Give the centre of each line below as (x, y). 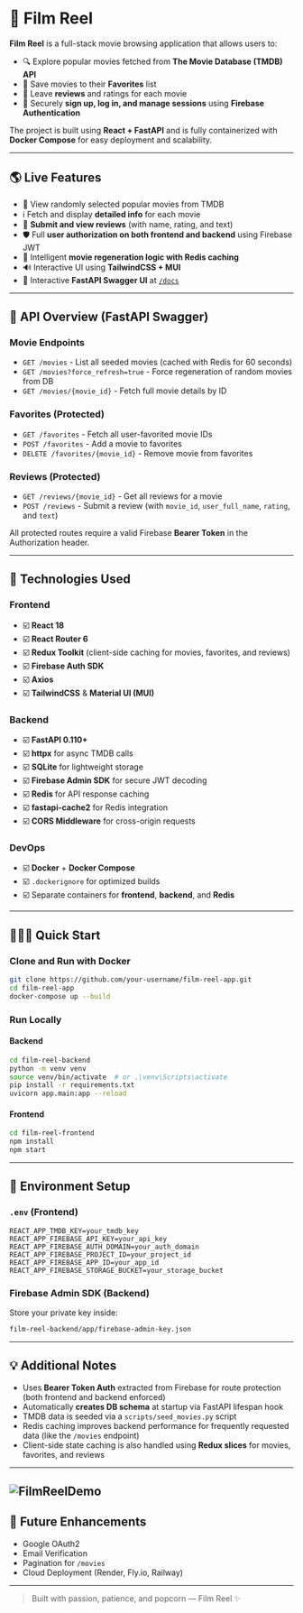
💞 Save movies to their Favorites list (89, 84)
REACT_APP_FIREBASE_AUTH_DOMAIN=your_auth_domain (105, 1247)
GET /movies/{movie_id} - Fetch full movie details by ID (124, 391)
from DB (38, 382)
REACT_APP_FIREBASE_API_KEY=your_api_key (88, 1239)
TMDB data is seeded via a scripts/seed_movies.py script (129, 1416)
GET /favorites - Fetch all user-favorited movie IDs (117, 434)
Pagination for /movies (64, 1562)
